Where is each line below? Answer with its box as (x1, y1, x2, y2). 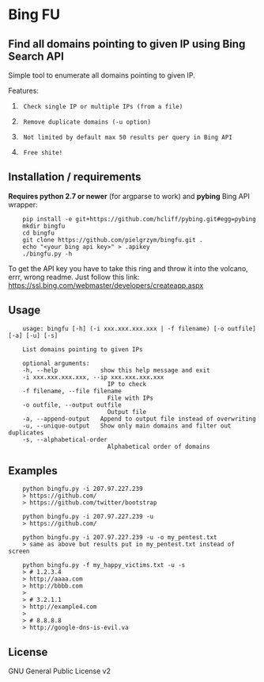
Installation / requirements (8, 170, 141, 184)
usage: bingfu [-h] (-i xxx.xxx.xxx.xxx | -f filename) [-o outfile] (22, 324, 257, 332)
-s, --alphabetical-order (22, 435, 108, 443)
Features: (8, 86, 40, 95)
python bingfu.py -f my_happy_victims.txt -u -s (22, 561, 186, 569)
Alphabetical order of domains (107, 443, 211, 450)
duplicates (8, 428, 44, 437)
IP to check (107, 380, 147, 388)
